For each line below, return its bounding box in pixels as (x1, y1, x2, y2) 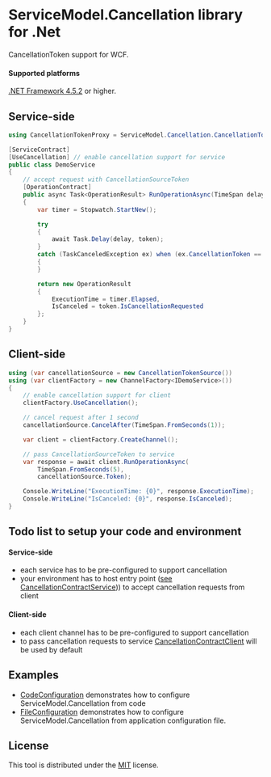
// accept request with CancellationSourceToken (23, 175, 190, 184)
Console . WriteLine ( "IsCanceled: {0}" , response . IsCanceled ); (23, 495, 232, 503)
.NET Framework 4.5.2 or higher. (8, 87, 117, 96)
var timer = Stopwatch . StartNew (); (37, 205, 157, 213)
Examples (8, 669, 59, 682)
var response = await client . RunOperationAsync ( (23, 458, 190, 466)
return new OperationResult (37, 280, 131, 288)
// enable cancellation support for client (23, 391, 172, 399)
